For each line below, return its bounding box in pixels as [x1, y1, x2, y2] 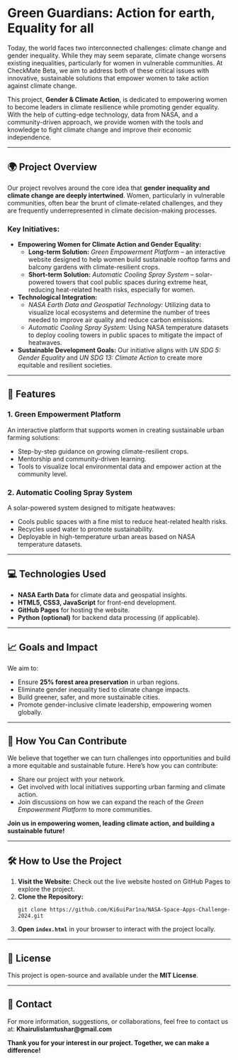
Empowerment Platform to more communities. [17, 805, 152, 814]
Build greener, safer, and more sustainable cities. [17, 692, 161, 701]
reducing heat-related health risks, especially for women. [28, 286, 195, 294]
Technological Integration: [17, 293, 98, 301]
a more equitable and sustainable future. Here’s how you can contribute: [7, 761, 218, 770]
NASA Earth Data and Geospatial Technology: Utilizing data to [28, 301, 211, 309]
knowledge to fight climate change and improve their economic [7, 125, 192, 134]
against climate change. [7, 81, 77, 90]
